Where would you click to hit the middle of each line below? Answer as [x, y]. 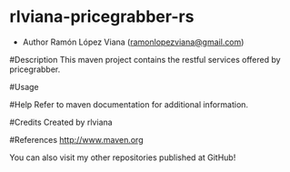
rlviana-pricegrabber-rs [102, 17]
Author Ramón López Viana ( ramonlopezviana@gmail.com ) [133, 42]
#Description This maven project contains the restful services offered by [145, 59]
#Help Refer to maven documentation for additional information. [129, 104]
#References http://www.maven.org [76, 139]
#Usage [24, 86]
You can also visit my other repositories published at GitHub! [123, 157]
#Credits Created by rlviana [61, 122]
